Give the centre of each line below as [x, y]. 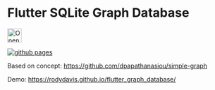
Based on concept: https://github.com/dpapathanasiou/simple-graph [107, 66]
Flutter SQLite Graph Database [98, 13]
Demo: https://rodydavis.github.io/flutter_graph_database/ [92, 79]
